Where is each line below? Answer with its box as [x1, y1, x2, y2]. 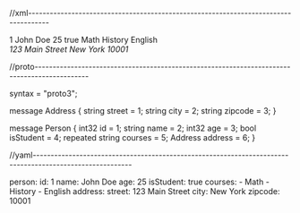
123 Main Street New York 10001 [9, 44, 129, 55]
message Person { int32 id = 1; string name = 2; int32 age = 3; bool [9, 123, 257, 133]
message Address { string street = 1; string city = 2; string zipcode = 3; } [9, 106, 277, 115]
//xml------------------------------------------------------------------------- [9, 8, 292, 18]
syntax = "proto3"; [9, 89, 78, 98]
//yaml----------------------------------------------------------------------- [9, 149, 289, 160]
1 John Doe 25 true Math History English [9, 35, 159, 45]
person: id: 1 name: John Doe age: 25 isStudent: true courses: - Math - [9, 176, 270, 187]
